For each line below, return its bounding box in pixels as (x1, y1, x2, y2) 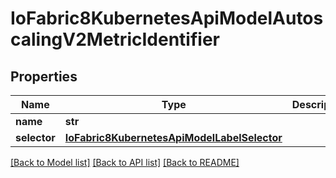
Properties (10, 68, 78, 85)
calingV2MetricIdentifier (10, 28, 220, 51)
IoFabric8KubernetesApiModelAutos (10, 7, 324, 30)
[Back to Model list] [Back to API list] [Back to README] (10, 157, 240, 168)
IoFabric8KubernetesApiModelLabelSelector (64, 131, 283, 144)
